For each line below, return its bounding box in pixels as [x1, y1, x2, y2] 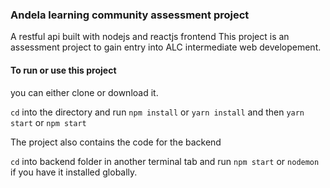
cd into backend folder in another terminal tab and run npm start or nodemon [10, 155, 320, 167]
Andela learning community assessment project [10, 8, 250, 22]
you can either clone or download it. [10, 86, 159, 98]
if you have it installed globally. [10, 166, 138, 178]
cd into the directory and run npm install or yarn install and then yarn [10, 106, 305, 118]
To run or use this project [10, 64, 117, 76]
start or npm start [10, 116, 87, 128]
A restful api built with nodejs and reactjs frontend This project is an [10, 31, 290, 43]
